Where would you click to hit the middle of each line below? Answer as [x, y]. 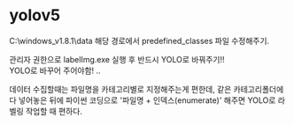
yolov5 [35, 15]
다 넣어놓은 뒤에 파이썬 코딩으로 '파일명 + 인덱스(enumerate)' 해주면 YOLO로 [143, 100]
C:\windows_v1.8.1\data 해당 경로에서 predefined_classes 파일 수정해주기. [139, 40]
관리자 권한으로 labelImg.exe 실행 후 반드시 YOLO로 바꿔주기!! [117, 59]
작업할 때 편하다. [54, 111]
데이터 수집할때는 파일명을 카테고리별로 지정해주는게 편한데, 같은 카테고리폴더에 [147, 89]
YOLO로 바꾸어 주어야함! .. [55, 70]
